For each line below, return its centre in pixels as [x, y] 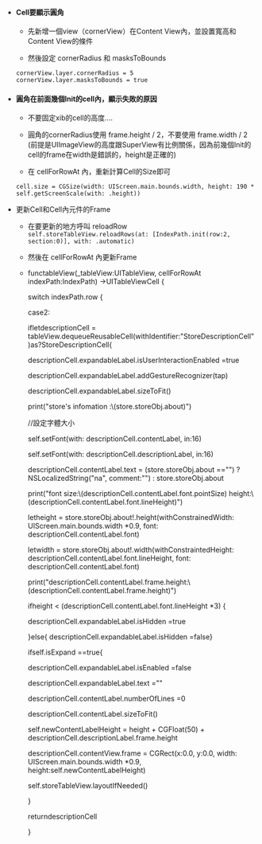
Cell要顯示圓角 [40, 12]
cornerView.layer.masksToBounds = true [82, 80]
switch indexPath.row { [65, 297]
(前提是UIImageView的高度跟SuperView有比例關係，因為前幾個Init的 [139, 145]
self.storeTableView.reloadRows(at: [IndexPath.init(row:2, [129, 235]
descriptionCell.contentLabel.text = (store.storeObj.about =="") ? [134, 470]
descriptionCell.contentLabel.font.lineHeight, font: [109, 558]
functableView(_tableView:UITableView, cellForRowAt [114, 273]
